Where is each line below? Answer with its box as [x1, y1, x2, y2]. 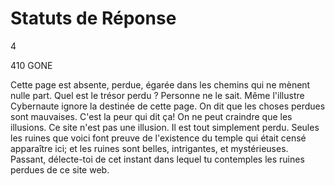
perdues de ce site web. [10, 163, 110, 176]
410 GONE [10, 59, 53, 71]
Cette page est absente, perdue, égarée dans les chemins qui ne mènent [10, 78, 311, 91]
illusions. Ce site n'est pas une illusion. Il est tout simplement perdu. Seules [10, 121, 320, 133]
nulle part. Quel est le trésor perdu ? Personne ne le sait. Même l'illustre [10, 89, 305, 101]
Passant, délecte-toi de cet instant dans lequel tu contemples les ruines [10, 153, 305, 165]
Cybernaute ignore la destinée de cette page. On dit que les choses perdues [10, 100, 326, 112]
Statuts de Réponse [10, 7, 177, 30]
